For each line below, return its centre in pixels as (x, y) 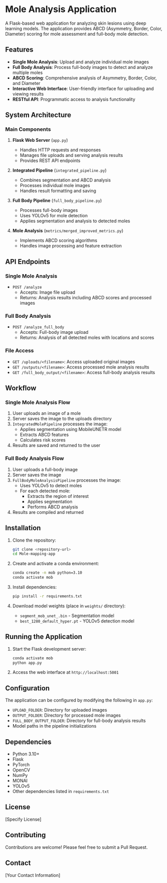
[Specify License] (23, 819)
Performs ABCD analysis (53, 507)
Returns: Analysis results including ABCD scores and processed (85, 298)
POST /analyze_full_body (38, 327)
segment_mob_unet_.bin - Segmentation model (67, 615)
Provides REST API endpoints (50, 161)
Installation (23, 528)
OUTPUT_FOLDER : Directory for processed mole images (66, 716)
